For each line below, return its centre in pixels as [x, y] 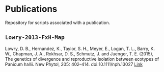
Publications [31, 9]
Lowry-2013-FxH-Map [35, 37]
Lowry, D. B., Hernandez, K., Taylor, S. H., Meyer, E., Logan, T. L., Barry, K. [80, 48]
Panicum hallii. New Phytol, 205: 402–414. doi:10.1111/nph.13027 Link [74, 64]
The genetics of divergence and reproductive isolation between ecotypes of [82, 59]
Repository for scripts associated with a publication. [58, 23]
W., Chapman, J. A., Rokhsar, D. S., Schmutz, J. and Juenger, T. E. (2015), [79, 54]
